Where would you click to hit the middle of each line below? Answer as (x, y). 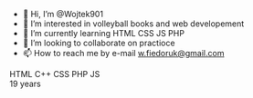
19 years (25, 83)
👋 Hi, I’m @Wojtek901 (63, 14)
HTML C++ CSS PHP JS (55, 74)
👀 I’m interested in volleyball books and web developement (133, 24)
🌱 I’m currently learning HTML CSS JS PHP (104, 33)
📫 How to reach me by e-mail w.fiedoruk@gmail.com (123, 53)
